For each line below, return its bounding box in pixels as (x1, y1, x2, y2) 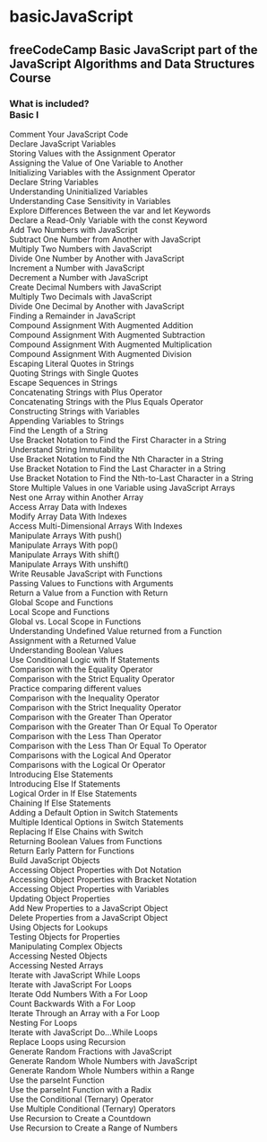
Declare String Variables (9, 176, 99, 187)
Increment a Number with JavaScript (9, 263, 145, 273)
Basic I (9, 108, 39, 120)
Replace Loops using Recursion (9, 1036, 126, 1047)
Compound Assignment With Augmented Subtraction (9, 329, 206, 340)
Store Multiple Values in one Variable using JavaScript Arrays (9, 482, 236, 493)
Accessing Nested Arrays (9, 959, 104, 970)
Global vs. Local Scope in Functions (9, 616, 142, 627)
